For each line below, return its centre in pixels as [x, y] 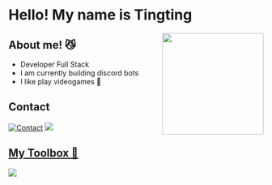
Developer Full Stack [55, 64]
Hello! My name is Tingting [100, 15]
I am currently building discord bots [79, 73]
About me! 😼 [42, 45]
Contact [29, 107]
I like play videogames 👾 [60, 82]
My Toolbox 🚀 [43, 153]
